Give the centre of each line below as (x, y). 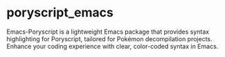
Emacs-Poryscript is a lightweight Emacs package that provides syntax (108, 32)
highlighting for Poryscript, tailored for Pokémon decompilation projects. (109, 38)
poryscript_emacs (60, 13)
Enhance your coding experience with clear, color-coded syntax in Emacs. (112, 46)
